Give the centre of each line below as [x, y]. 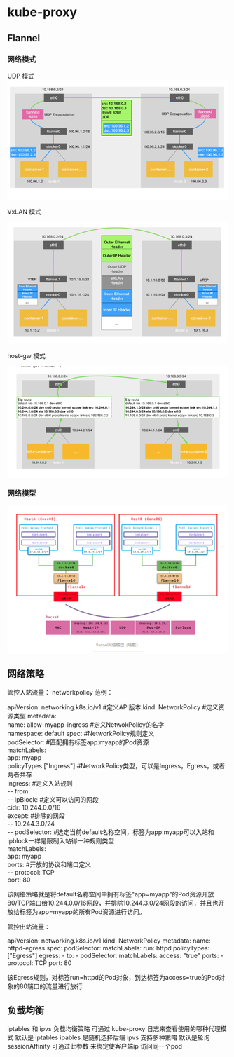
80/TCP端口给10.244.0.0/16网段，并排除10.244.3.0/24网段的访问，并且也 [113, 903]
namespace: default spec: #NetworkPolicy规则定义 [81, 733]
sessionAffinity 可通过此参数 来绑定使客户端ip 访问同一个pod [95, 1046]
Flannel [24, 38]
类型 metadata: [35, 716]
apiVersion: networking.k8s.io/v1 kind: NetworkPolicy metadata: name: [109, 941]
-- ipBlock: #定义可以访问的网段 [53, 799]
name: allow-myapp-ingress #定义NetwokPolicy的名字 [86, 724]
